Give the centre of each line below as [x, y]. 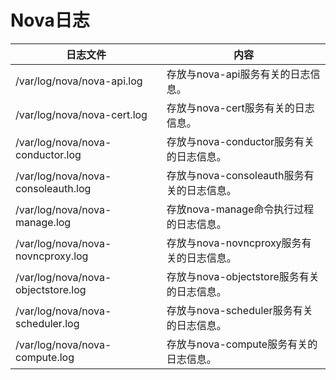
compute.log [45, 357]
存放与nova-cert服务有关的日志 [240, 108]
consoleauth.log [53, 188]
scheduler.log [47, 323]
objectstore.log [51, 289]
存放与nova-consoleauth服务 [235, 175]
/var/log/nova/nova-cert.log [81, 114]
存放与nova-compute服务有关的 [242, 344]
